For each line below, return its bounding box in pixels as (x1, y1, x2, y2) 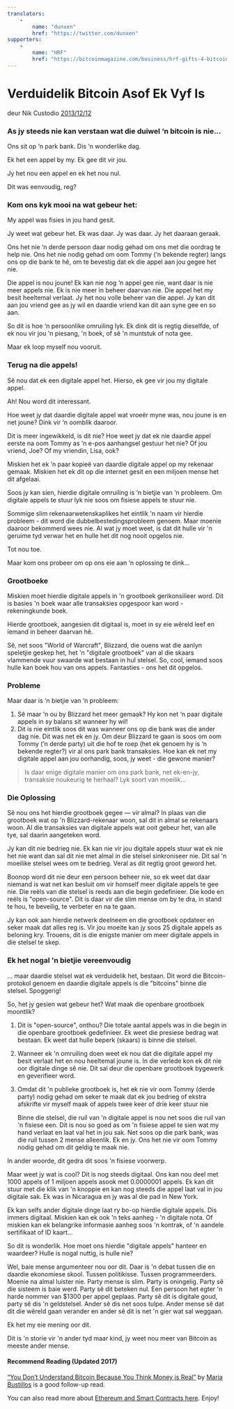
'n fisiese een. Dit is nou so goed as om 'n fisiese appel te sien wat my (17, 1121, 219, 1129)
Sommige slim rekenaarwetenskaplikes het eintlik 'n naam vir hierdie (7, 509, 203, 517)
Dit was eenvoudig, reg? (7, 182, 77, 191)
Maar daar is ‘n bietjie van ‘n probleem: (7, 696, 119, 705)
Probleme (7, 680, 41, 690)
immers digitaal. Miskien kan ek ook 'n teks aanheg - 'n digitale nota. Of (7, 1213, 213, 1221)
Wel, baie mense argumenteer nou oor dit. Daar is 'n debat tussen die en (7, 1262, 216, 1271)
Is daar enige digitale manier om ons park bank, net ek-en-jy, (24, 768, 200, 777)
